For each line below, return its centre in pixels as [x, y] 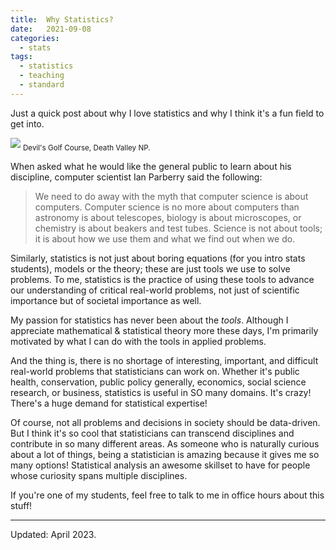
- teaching [42, 76]
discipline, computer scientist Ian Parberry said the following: [136, 177]
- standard [42, 85]
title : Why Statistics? [62, 19]
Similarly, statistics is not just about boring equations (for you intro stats [158, 258]
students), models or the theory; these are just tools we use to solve [150, 268]
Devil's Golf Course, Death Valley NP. [86, 147]
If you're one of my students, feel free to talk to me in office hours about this [167, 495]
